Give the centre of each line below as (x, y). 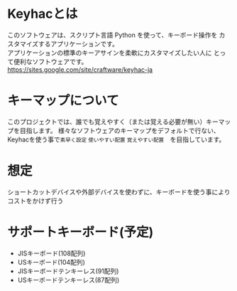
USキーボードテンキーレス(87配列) (68, 280)
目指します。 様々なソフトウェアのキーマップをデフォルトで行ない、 (120, 130)
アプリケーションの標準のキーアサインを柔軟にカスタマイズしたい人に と (114, 53)
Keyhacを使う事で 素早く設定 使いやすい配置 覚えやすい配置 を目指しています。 (116, 139)
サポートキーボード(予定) (81, 232)
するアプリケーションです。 (78, 43)
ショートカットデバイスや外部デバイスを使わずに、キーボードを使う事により (119, 191)
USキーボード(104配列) (51, 262)
